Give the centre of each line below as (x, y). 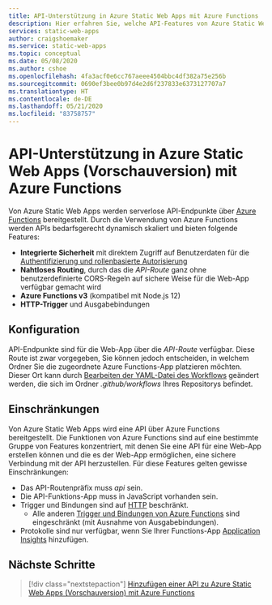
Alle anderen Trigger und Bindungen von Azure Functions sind (136, 513)
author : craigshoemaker (49, 39)
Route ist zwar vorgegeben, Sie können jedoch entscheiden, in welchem (129, 358)
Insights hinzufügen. (54, 539)
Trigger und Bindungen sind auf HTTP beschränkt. (104, 504)
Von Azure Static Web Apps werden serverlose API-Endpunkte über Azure (132, 211)
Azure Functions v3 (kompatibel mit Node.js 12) (100, 295)
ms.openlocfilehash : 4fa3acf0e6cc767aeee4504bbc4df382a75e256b (117, 76)
